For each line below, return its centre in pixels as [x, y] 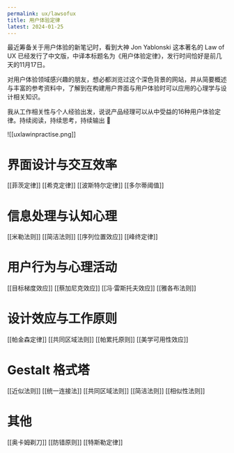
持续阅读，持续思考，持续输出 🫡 [65, 121]
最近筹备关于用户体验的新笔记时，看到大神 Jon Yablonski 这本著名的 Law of [116, 47]
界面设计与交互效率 [62, 165]
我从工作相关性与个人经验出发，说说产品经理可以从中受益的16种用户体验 [111, 112]
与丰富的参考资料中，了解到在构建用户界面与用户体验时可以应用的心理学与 [114, 89]
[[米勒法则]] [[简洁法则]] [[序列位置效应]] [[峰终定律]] [83, 237]
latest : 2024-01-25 [36, 26]
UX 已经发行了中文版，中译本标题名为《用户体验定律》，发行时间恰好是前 [111, 56]
